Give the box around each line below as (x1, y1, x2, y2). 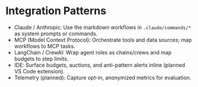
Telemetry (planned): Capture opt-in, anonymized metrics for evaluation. (14, 74, 191, 81)
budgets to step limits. (14, 55, 69, 62)
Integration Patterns (5, 4, 107, 18)
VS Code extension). (14, 67, 65, 75)
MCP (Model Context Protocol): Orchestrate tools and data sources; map (14, 36, 192, 43)
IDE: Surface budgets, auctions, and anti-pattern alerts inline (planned (14, 61, 186, 69)
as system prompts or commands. (14, 30, 98, 37)
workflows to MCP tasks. (14, 43, 75, 50)
